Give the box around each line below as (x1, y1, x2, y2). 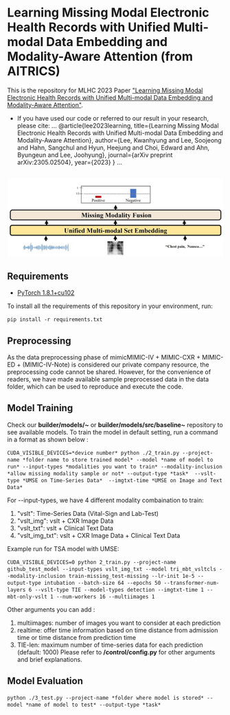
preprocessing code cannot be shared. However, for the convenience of (7, 368, 211, 376)
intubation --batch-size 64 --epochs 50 (43, 579, 161, 586)
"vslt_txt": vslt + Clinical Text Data (16, 524, 113, 532)
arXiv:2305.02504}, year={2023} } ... (16, 158, 122, 166)
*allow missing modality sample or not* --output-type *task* (7, 470, 189, 477)
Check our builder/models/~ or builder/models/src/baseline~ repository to (7, 420, 223, 428)
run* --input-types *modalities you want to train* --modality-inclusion (7, 463, 223, 470)
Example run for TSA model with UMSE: (7, 544, 119, 552)
